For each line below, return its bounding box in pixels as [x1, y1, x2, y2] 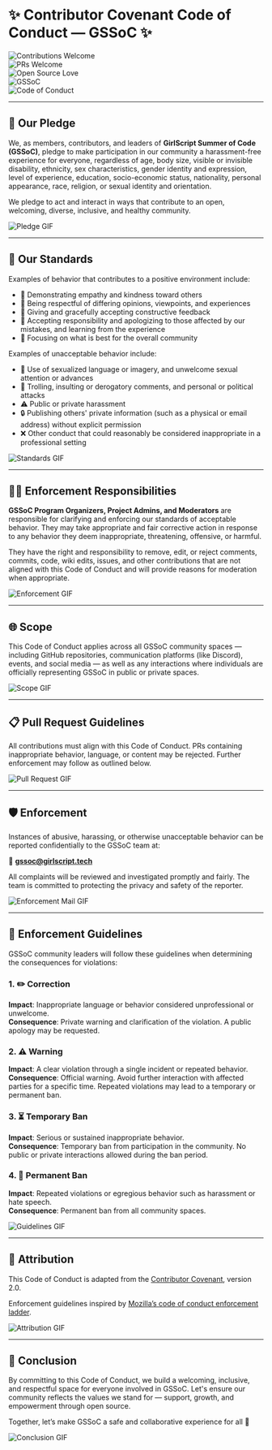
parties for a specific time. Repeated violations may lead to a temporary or [8, 1081, 257, 1091]
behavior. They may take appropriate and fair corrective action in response [8, 523, 257, 533]
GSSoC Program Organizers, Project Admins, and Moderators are [8, 506, 232, 516]
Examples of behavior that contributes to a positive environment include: [8, 274, 251, 283]
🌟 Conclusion [8, 1354, 77, 1368]
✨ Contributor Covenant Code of [8, 6, 232, 24]
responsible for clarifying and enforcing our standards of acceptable [8, 514, 236, 524]
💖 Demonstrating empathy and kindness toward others [19, 290, 202, 300]
